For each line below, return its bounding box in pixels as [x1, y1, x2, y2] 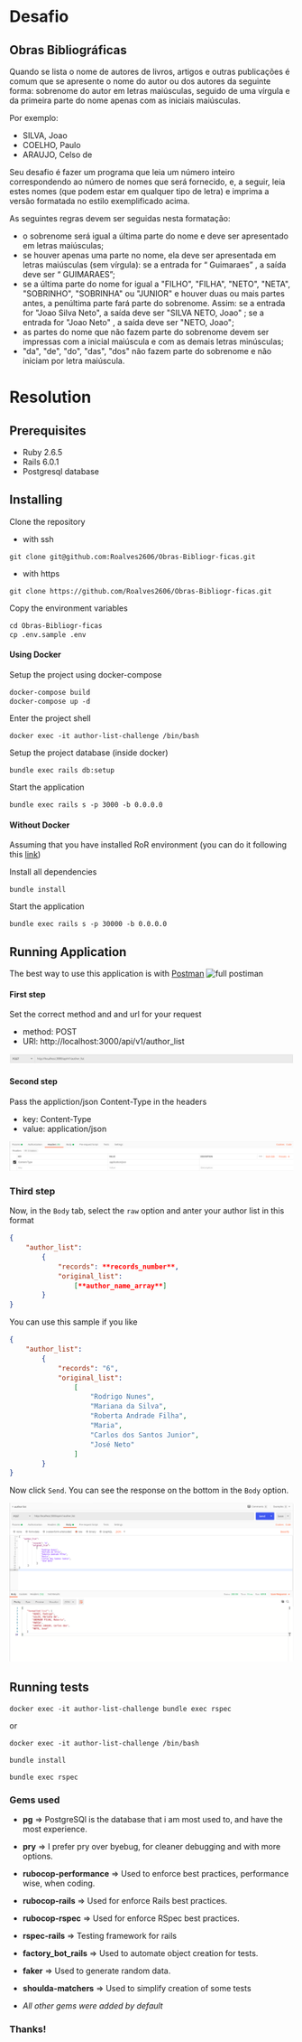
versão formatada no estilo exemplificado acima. [9, 196, 190, 206]
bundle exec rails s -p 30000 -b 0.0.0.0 [9, 920, 168, 929]
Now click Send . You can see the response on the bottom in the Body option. [9, 1485, 289, 1496]
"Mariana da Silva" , [89, 1402, 168, 1411]
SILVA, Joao [22, 130, 68, 141]
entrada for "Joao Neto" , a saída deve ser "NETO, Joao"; [22, 317, 234, 327]
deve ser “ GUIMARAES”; [22, 269, 115, 279]
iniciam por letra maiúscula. [22, 355, 125, 366]
